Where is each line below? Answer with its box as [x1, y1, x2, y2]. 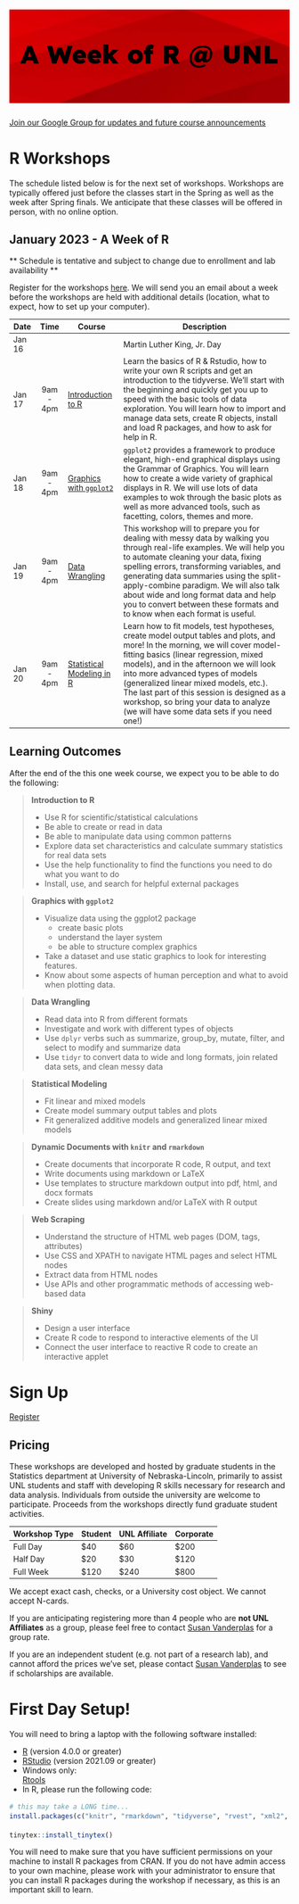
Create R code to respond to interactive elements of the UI [44, 1332, 259, 1343]
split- [261, 570, 282, 581]
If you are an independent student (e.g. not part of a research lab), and [9, 1649, 269, 1660]
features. [44, 960, 78, 971]
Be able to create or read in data [44, 821, 163, 832]
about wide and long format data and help [123, 589, 277, 600]
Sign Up [9, 1382, 69, 1403]
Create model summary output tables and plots [44, 1105, 218, 1115]
